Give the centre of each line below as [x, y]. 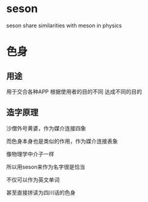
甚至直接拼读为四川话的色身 [41, 192]
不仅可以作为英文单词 [33, 180]
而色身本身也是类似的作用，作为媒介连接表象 [62, 141]
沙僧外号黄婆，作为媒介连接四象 [46, 128]
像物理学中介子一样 [30, 154]
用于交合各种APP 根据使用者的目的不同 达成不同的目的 [74, 91]
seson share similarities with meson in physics [64, 25]
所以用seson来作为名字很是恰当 [46, 167]
